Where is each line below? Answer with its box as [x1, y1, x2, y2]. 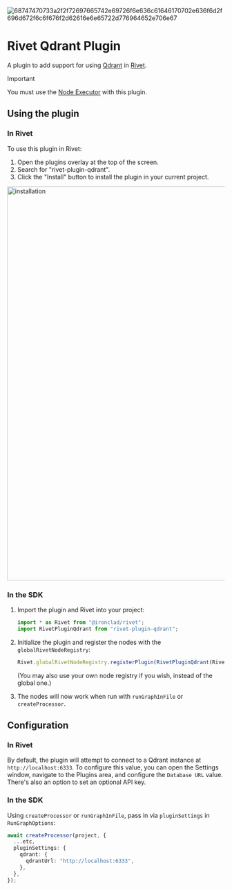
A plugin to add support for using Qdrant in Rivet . [7, 61, 147, 69]
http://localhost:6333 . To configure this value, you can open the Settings [7, 763, 219, 772]
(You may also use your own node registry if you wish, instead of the [17, 671, 213, 679]
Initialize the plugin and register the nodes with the [17, 638, 162, 646]
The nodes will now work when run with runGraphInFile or [17, 692, 184, 700]
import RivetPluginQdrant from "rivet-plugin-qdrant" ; [17, 625, 179, 632]
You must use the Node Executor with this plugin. [7, 87, 147, 96]
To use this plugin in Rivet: [7, 144, 82, 152]
